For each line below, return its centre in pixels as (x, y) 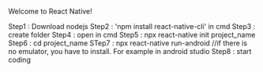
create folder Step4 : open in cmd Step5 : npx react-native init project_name (132, 35)
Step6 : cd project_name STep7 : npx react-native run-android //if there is (128, 43)
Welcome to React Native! (50, 11)
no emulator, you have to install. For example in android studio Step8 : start (130, 51)
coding (20, 59)
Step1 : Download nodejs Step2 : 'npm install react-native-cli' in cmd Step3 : (132, 26)
